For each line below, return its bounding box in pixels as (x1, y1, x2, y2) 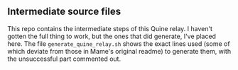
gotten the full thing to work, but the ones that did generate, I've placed (7, 32, 217, 40)
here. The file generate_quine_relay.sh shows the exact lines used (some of (7, 39, 230, 48)
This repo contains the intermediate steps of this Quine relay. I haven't (7, 24, 213, 33)
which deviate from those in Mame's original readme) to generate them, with (7, 47, 232, 55)
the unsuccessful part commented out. (7, 54, 121, 63)
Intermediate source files (7, 6, 121, 18)
